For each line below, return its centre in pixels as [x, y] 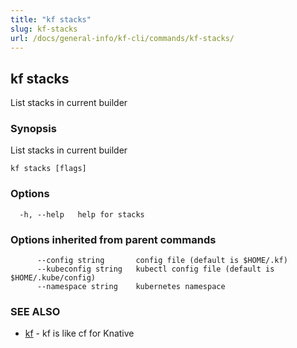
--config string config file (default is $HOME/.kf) [162, 261]
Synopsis [33, 129]
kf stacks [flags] [48, 169]
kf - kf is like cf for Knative [79, 333]
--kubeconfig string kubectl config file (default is [155, 269]
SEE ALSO [35, 311]
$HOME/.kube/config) [53, 278]
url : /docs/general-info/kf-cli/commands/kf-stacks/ [122, 38]
